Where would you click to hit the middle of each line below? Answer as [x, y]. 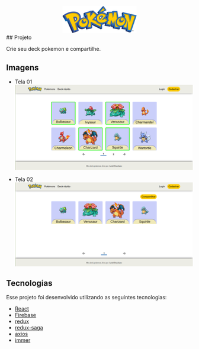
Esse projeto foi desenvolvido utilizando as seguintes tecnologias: [86, 298]
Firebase [25, 315]
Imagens [23, 67]
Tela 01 [23, 82]
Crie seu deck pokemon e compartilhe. [54, 49]
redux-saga [29, 328]
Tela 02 [24, 179]
